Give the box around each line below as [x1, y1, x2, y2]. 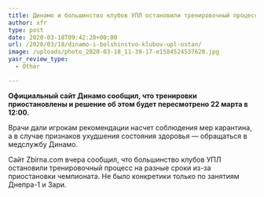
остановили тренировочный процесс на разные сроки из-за [8, 162, 211, 173]
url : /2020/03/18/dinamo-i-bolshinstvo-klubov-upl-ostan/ [8, 41, 202, 49]
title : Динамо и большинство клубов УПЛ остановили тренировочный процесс [8, 11, 258, 20]
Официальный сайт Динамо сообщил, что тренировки [8, 91, 198, 100]
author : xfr [8, 19, 47, 27]
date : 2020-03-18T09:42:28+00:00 [8, 33, 118, 42]
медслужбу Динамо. [8, 139, 79, 149]
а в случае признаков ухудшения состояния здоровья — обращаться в [8, 131, 247, 140]
